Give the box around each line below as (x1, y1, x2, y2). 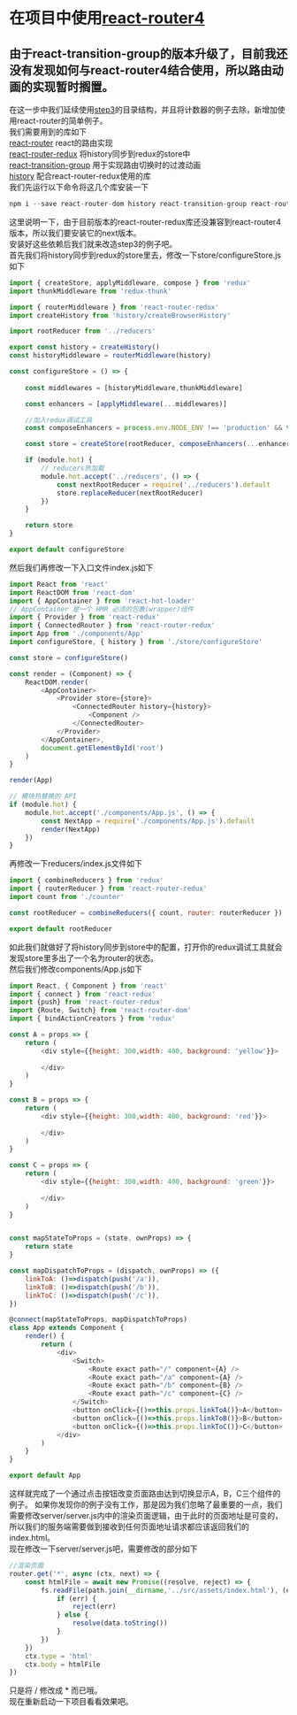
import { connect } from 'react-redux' (9, 989, 156, 998)
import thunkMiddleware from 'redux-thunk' (9, 287, 172, 296)
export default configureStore (9, 545, 125, 554)
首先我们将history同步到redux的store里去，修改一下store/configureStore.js (9, 250, 281, 260)
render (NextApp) (41, 825, 101, 834)
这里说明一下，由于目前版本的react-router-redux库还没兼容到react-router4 (9, 216, 281, 227)
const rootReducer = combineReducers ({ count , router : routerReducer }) (9, 908, 283, 917)
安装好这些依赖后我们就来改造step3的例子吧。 (9, 238, 178, 249)
